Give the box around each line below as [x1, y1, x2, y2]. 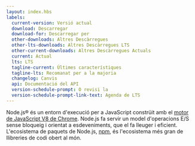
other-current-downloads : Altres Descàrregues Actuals [11, 48, 151, 54]
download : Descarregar [11, 25, 68, 32]
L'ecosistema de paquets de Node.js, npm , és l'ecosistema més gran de [6, 127, 184, 135]
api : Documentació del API [11, 81, 79, 87]
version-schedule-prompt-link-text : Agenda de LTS [11, 92, 141, 98]
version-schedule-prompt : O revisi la [11, 87, 109, 93]
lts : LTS [11, 59, 33, 65]
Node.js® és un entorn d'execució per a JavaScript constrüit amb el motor [6, 108, 189, 115]
